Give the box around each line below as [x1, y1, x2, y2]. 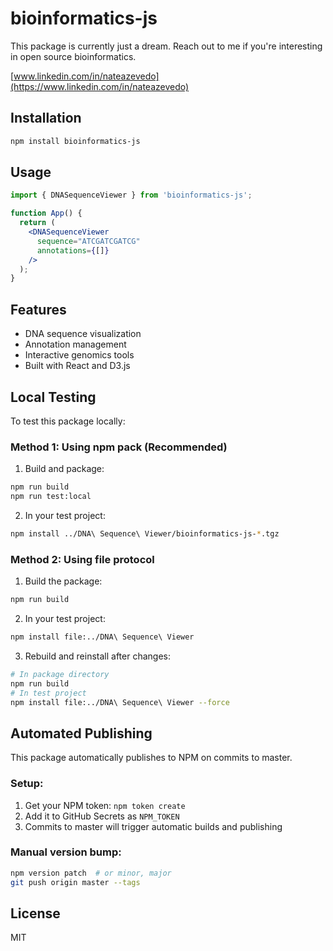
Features [10, 301, 67, 318]
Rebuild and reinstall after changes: [24, 650, 171, 662]
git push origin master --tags [10, 877, 141, 887]
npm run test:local [10, 492, 92, 502]
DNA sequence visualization [24, 328, 142, 340]
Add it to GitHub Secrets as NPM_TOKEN [24, 810, 180, 822]
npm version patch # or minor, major [10, 868, 172, 878]
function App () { [10, 208, 83, 219]
